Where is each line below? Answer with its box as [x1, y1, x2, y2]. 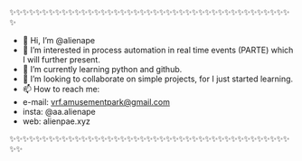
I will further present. [22, 54, 101, 65]
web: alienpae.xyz [22, 116, 90, 127]
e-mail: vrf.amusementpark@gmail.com [22, 97, 170, 107]
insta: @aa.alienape [22, 107, 97, 117]
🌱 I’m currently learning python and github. [22, 64, 183, 74]
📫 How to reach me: [22, 84, 100, 94]
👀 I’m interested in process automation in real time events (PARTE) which [22, 44, 294, 55]
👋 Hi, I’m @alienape [22, 35, 96, 45]
